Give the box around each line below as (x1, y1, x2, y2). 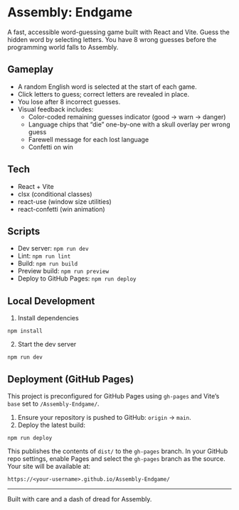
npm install (7, 327, 43, 335)
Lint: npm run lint (17, 251, 71, 260)
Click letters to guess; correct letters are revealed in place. (17, 89, 190, 98)
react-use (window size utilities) (17, 197, 112, 206)
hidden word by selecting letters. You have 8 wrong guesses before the (7, 35, 217, 43)
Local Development (7, 295, 95, 307)
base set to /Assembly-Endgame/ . (7, 399, 100, 408)
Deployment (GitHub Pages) (7, 373, 134, 385)
